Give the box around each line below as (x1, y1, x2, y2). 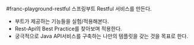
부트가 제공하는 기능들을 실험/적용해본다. (14, 18, 109, 25)
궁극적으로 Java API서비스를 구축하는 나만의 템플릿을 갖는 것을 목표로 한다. (14, 33, 189, 40)
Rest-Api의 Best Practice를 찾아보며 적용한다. (14, 25, 123, 32)
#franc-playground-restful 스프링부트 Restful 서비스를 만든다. (6, 5, 152, 12)
